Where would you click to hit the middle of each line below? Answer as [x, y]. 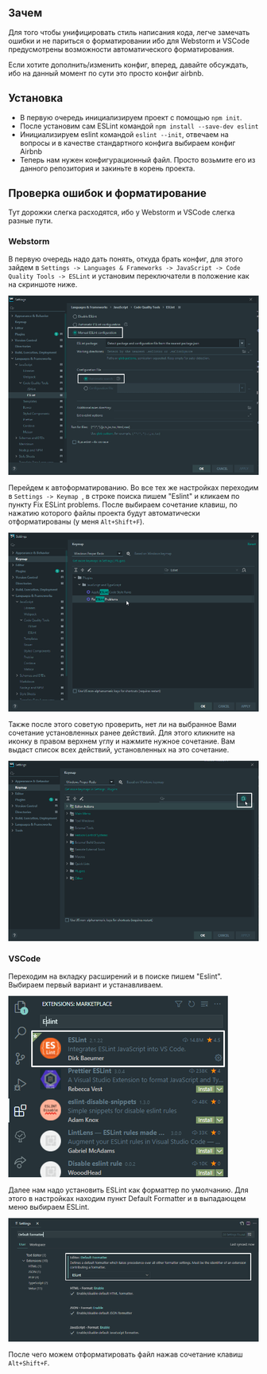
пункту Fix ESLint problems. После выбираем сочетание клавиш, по [123, 504]
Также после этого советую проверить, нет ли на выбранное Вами [122, 724]
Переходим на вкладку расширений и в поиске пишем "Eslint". [115, 976]
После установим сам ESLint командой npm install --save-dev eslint [139, 126]
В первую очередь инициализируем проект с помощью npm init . [131, 117]
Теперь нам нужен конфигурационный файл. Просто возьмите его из [137, 159]
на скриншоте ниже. [43, 284]
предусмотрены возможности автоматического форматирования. [121, 49]
